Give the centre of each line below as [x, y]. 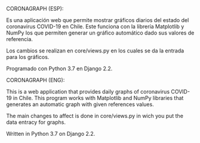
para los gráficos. [28, 57]
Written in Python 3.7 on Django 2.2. [51, 134]
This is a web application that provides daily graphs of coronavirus [88, 91]
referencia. [19, 39]
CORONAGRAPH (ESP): [35, 9]
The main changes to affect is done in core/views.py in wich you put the [95, 116]
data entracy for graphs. [36, 122]
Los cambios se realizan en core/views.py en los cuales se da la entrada [95, 51]
